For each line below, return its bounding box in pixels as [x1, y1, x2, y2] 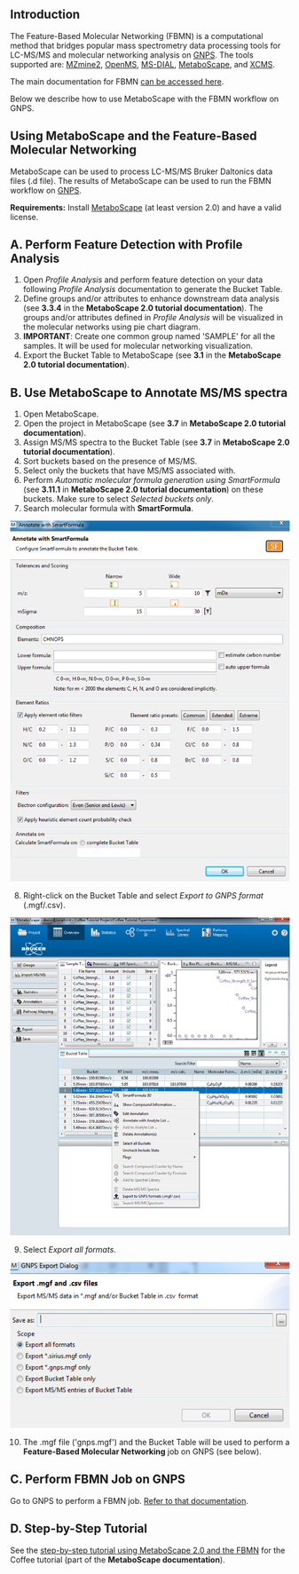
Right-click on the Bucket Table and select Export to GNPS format [22, 890, 264, 900]
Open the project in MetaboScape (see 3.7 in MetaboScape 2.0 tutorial [22, 418, 287, 429]
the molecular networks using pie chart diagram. [22, 321, 201, 332]
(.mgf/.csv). [22, 899, 66, 910]
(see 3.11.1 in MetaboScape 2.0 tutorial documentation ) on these [22, 484, 264, 495]
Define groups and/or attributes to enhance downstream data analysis [22, 293, 280, 305]
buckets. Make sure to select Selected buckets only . [22, 494, 214, 504]
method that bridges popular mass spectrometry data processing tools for [10, 40, 281, 51]
